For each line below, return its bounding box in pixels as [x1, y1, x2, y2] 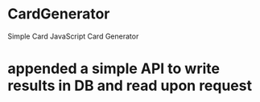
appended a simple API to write [7, 59, 221, 78]
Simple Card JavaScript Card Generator [7, 31, 139, 41]
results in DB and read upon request [7, 77, 253, 95]
